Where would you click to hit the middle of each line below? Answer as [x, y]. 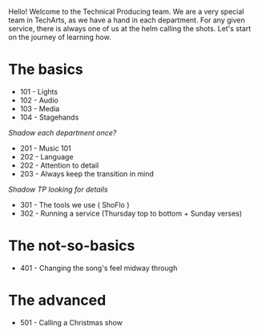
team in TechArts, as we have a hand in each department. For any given [127, 20]
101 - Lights [39, 91]
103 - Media [40, 108]
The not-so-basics [72, 246]
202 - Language [46, 156]
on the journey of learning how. [60, 37]
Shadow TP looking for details [58, 189]
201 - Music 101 [46, 148]
